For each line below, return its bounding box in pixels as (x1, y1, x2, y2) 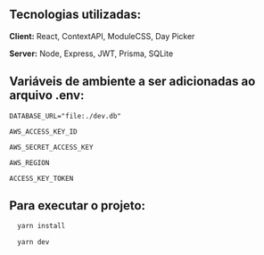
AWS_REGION (9, 158, 50, 168)
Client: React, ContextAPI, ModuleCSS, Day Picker (9, 30, 195, 41)
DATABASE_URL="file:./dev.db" (9, 111, 122, 120)
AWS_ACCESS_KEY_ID (9, 127, 78, 136)
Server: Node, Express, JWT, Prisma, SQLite (9, 48, 174, 59)
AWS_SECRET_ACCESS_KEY (9, 143, 94, 152)
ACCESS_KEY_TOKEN (9, 174, 74, 183)
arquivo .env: (9, 88, 85, 103)
